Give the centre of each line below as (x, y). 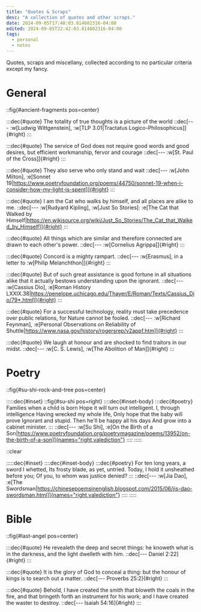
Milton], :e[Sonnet (28, 176)
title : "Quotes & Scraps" (38, 12)
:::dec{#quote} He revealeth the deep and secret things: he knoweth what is (100, 547)
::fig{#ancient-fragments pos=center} (53, 109)
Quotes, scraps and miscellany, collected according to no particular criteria (99, 62)
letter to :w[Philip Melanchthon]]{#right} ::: (58, 263)
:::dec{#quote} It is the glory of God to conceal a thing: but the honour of (96, 572)
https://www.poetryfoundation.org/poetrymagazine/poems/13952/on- (104, 433)
